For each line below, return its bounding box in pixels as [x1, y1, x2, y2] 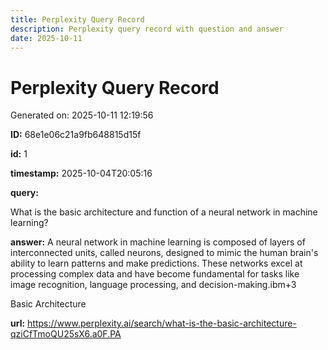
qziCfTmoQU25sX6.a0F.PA [10, 328, 122, 340]
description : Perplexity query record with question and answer [10, 24, 284, 34]
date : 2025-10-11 [10, 33, 83, 43]
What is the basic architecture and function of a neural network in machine [10, 206, 318, 218]
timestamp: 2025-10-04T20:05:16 [10, 167, 153, 180]
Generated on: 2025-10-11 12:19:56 [10, 109, 154, 121]
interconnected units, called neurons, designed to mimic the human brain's [10, 247, 319, 259]
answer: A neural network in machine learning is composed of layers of [10, 236, 306, 248]
